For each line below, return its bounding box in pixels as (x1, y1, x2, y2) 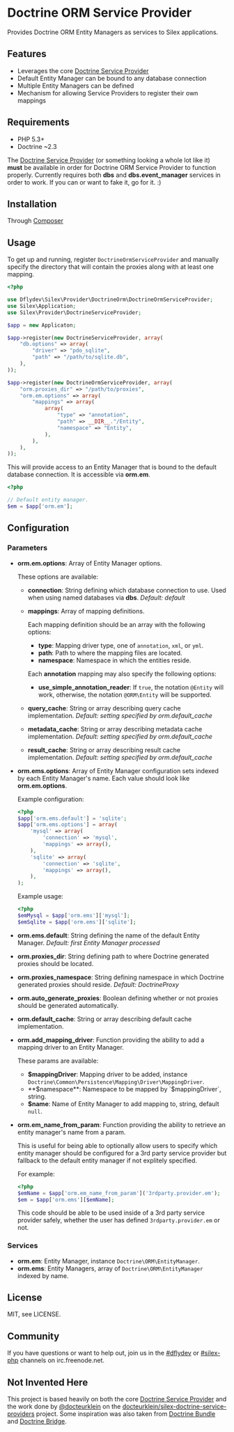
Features (7, 48, 47, 60)
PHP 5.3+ (17, 134, 45, 143)
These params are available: (17, 1057, 99, 1065)
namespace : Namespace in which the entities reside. (38, 656, 192, 664)
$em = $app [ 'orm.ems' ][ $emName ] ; (17, 1196, 115, 1203)
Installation (7, 198, 57, 210)
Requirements (7, 116, 70, 128)
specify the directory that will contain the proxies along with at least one (7, 263, 214, 271)
